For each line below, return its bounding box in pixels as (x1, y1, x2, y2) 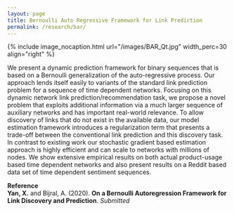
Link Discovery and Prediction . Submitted (7, 197, 130, 205)
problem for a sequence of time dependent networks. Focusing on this (7, 86, 212, 95)
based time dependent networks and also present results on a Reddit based (7, 161, 227, 169)
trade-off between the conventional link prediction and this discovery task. (7, 131, 223, 139)
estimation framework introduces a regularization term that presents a (7, 124, 210, 132)
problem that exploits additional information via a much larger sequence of (7, 101, 223, 110)
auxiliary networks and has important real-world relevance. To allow (7, 108, 204, 117)
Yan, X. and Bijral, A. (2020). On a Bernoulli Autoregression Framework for (7, 189, 227, 197)
